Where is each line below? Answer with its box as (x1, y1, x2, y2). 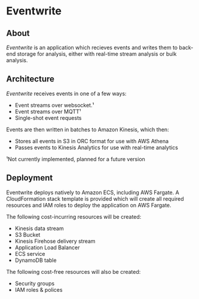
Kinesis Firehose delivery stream (14, 237, 96, 244)
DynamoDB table (14, 256, 57, 264)
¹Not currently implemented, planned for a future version (6, 155, 145, 162)
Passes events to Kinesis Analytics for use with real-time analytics (14, 144, 178, 151)
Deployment (6, 173, 53, 183)
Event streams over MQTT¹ (14, 108, 81, 115)
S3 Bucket (14, 231, 41, 238)
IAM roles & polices (14, 286, 63, 293)
